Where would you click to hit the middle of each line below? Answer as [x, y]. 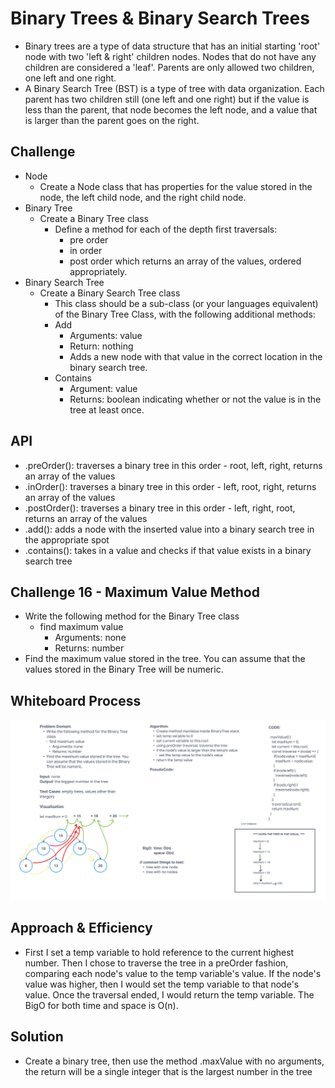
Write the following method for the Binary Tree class [132, 616]
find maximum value [81, 627]
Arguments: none [90, 638]
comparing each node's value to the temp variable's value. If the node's [173, 973]
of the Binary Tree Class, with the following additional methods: [185, 314]
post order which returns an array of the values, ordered [185, 261]
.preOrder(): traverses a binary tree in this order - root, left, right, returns [173, 465]
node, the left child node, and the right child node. [143, 197]
